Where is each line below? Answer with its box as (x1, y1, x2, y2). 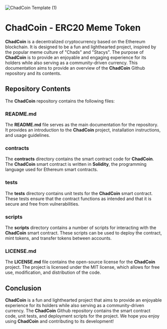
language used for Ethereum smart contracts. (5, 167, 98, 173)
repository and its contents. (5, 70, 62, 76)
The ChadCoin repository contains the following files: (5, 98, 115, 104)
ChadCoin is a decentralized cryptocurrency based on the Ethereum (5, 38, 146, 44)
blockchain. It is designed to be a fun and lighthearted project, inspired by (5, 44, 157, 50)
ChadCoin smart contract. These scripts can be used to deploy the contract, (5, 229, 162, 236)
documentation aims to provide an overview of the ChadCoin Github (5, 65, 145, 71)
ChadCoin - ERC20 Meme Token (5, 22, 141, 33)
